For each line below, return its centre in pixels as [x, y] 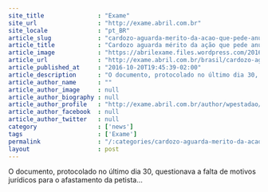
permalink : [55, 141]
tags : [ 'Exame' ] [73, 134]
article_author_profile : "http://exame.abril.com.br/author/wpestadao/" [137, 104]
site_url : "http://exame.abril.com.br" [105, 23]
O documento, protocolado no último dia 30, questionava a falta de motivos [132, 171]
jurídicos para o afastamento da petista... [76, 180]
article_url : [55, 61]
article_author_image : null [64, 90]
